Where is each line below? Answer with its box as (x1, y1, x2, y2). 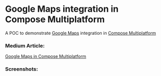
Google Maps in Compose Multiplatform (5, 53, 86, 59)
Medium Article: (5, 42, 45, 49)
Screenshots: (5, 66, 39, 73)
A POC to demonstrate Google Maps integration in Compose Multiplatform (5, 30, 157, 36)
